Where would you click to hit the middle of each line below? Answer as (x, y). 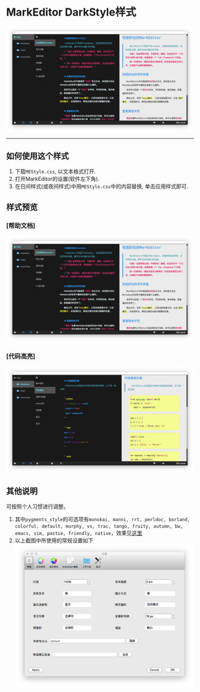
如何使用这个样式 (37, 156)
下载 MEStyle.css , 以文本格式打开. (55, 171)
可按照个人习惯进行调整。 (37, 506)
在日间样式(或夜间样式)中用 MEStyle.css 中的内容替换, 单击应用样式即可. (101, 186)
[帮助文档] (21, 226)
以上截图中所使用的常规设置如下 (54, 540)
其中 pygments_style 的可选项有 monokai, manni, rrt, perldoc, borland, (102, 519)
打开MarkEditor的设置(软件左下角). (57, 179)
